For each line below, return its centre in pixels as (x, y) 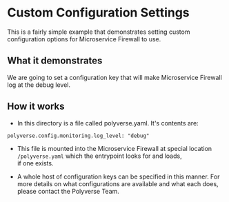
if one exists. (35, 163)
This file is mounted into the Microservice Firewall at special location (114, 148)
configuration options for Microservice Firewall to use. (84, 39)
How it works (36, 107)
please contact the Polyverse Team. (68, 191)
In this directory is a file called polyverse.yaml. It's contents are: (108, 123)
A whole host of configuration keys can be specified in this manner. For (118, 176)
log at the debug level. (39, 85)
